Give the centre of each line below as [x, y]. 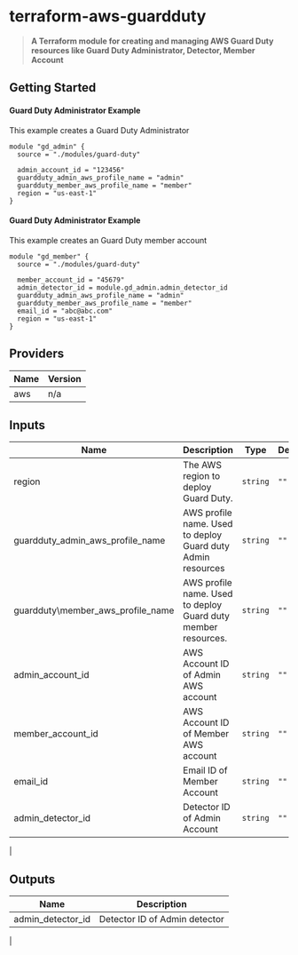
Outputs [32, 879]
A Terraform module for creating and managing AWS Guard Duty [152, 41]
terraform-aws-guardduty [108, 16]
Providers [37, 354]
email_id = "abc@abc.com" [65, 311]
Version [64, 378]
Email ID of [205, 770]
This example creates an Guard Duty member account [108, 240]
